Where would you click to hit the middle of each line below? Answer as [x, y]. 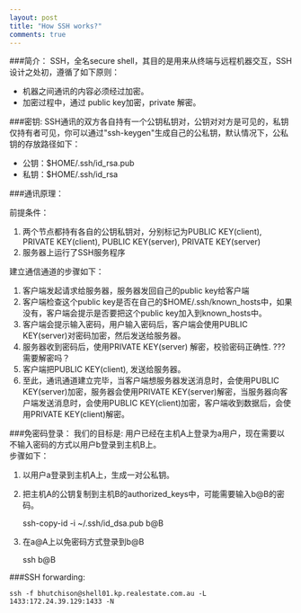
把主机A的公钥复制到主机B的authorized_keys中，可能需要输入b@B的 [149, 494]
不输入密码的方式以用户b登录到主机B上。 [85, 445]
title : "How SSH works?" [56, 26]
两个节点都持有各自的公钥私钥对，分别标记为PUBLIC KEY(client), [142, 232]
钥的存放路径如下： [45, 144]
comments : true [38, 34]
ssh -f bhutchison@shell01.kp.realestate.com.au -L [108, 594]
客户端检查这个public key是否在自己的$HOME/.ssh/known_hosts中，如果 [157, 302]
